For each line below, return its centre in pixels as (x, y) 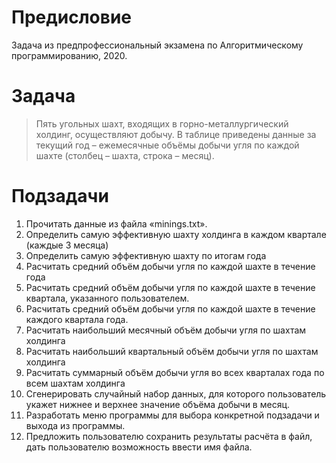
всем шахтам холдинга (75, 383)
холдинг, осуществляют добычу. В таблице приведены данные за (176, 134)
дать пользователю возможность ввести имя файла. (139, 447)
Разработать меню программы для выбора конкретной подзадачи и (172, 415)
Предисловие (71, 17)
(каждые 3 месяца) (67, 245)
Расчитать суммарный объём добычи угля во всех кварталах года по (175, 372)
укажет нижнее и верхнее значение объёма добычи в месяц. (157, 404)
